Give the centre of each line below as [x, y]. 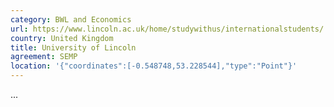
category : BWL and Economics [71, 19]
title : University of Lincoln [73, 47]
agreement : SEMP [44, 57]
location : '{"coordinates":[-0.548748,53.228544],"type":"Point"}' [154, 66]
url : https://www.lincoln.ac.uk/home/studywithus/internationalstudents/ [167, 29]
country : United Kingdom [62, 38]
